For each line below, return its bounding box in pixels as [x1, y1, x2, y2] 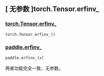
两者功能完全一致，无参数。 [5, 65, 63, 71]
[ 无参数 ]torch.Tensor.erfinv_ [5, 5, 99, 14]
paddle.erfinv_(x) [5, 55, 44, 60]
